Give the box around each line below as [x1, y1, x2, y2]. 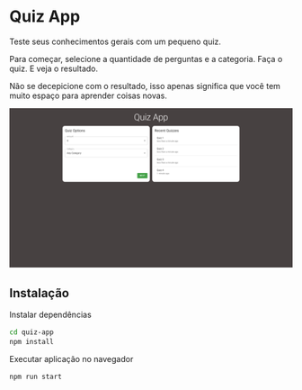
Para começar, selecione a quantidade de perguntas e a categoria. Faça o [9, 53, 283, 64]
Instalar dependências [9, 309, 92, 321]
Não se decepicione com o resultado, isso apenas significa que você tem [9, 80, 281, 91]
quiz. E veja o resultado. [9, 63, 99, 74]
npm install [9, 338, 54, 347]
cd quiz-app [9, 328, 54, 337]
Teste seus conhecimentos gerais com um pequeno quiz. [9, 36, 222, 47]
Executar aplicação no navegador [9, 354, 134, 364]
